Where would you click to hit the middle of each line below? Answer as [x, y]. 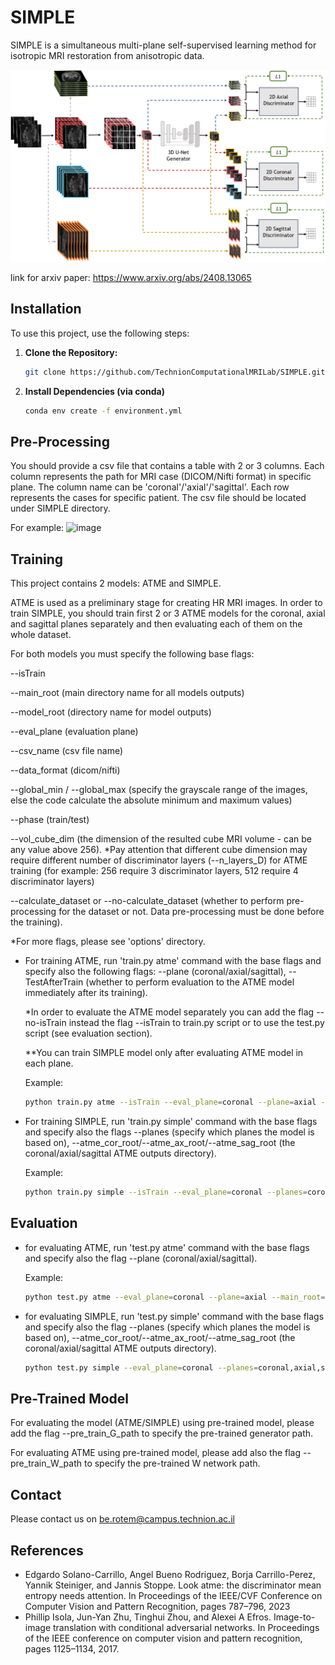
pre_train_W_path [46, 1463]
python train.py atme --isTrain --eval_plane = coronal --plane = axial [170, 1102]
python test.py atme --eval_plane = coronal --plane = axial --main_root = [175, 1297]
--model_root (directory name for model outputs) [111, 712]
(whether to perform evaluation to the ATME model [190, 982]
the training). [36, 922]
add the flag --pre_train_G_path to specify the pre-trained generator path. [162, 1433]
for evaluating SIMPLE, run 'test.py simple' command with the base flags [174, 1316]
